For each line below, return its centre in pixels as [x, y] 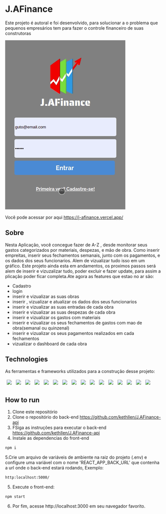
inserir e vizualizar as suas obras [46, 296]
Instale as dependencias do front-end [51, 438]
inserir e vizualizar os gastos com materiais [56, 317]
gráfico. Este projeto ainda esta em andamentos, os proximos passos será [81, 266]
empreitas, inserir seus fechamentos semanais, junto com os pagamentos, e [83, 255]
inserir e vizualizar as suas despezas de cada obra [64, 312]
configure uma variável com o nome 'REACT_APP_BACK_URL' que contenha [82, 463]
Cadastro [21, 286]
